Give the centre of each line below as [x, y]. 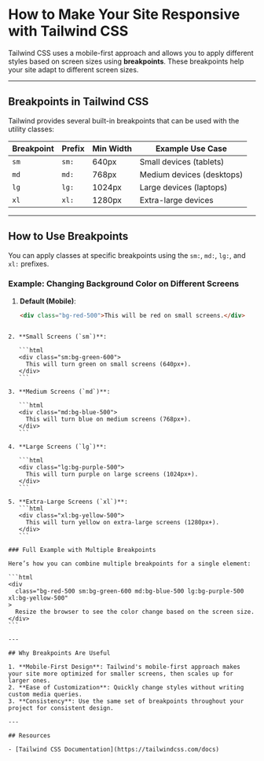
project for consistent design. [61, 708]
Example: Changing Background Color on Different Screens [124, 284]
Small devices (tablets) [182, 161]
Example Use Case [192, 149]
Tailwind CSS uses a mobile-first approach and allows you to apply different [131, 53]
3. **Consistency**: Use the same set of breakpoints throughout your [126, 701]
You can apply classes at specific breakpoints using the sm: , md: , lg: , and [127, 255]
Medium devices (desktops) [191, 175]
